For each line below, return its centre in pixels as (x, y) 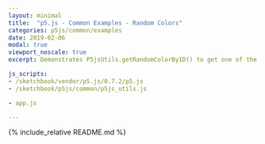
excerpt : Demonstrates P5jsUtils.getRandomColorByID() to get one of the (133, 60)
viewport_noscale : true (48, 52)
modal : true (28, 45)
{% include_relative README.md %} (67, 132)
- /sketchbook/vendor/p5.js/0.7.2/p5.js (76, 81)
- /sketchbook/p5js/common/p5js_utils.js (78, 89)
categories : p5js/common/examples (65, 30)
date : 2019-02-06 (37, 38)
